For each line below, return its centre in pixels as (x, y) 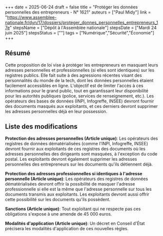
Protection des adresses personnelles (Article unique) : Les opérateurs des (81, 138)
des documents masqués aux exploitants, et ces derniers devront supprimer (81, 106)
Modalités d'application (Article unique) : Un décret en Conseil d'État (75, 223)
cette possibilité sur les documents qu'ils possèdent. (58, 199)
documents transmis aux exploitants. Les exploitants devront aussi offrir (77, 194)
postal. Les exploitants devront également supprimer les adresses (71, 159)
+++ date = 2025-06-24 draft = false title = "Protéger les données (71, 7)
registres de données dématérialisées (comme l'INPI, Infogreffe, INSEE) (77, 143)
